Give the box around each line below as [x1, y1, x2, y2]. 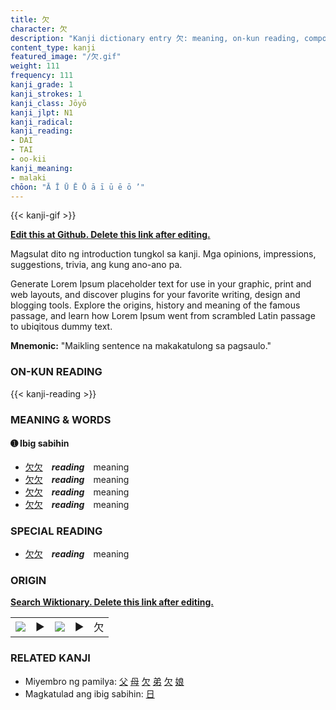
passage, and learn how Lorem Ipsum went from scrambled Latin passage [10, 310, 316, 322]
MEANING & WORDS [10, 412, 112, 426]
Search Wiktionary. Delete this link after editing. [10, 596, 214, 608]
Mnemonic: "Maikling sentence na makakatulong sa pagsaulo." [10, 340, 272, 352]
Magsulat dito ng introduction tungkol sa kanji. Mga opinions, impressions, [10, 248, 317, 260]
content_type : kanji [10, 42, 97, 53]
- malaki [10, 172, 47, 183]
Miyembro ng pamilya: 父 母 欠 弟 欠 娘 [24, 675, 185, 687]
